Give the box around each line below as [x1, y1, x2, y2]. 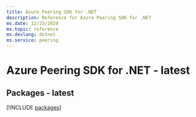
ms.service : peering [6, 37, 59, 43]
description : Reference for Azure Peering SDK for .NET [6, 15, 151, 21]
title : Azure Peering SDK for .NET [6, 9, 97, 15]
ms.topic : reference [6, 26, 59, 32]
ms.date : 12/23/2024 [6, 20, 59, 26]
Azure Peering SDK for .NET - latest [6, 63, 191, 77]
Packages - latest [6, 88, 74, 98]
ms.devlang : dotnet [6, 32, 56, 38]
